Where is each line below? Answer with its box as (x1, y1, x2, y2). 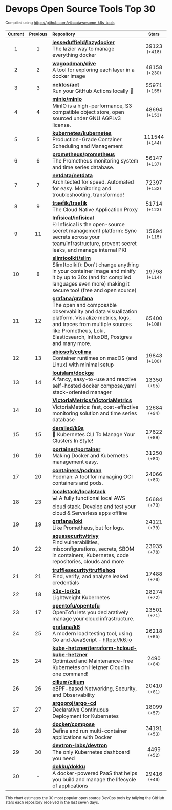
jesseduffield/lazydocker (52, 38, 115, 46)
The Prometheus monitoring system (52, 157, 138, 164)
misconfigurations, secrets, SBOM (52, 545, 135, 552)
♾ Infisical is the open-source (52, 220, 125, 228)
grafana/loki (52, 517, 83, 524)
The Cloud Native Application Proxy (52, 206, 138, 213)
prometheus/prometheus (52, 151, 115, 158)
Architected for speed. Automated (52, 178, 134, 185)
